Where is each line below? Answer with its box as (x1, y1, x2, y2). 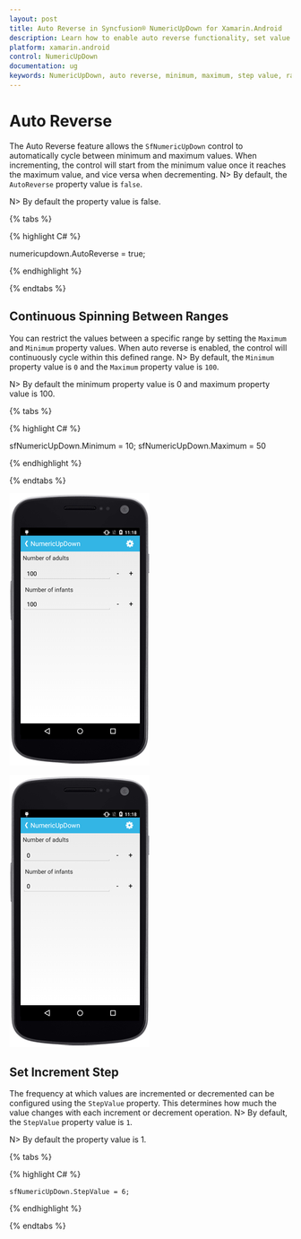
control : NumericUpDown (9, 52, 99, 62)
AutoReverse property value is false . (9, 178, 143, 189)
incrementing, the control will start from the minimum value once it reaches (9, 160, 287, 170)
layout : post (9, 14, 58, 23)
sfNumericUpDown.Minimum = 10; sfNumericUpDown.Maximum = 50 (9, 440, 267, 451)
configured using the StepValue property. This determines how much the (9, 1098, 278, 1109)
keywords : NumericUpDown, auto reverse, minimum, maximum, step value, (9, 72, 282, 81)
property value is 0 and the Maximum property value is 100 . (9, 361, 219, 372)
